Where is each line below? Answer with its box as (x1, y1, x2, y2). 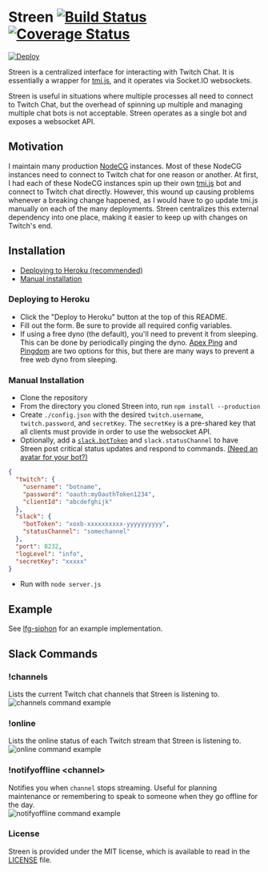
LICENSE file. (8, 854, 52, 865)
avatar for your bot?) (19, 453, 88, 462)
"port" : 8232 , (15, 542, 62, 551)
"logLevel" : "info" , (15, 550, 84, 558)
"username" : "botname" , (22, 482, 102, 490)
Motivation (8, 140, 64, 154)
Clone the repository (19, 393, 88, 402)
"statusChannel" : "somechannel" (22, 527, 130, 536)
